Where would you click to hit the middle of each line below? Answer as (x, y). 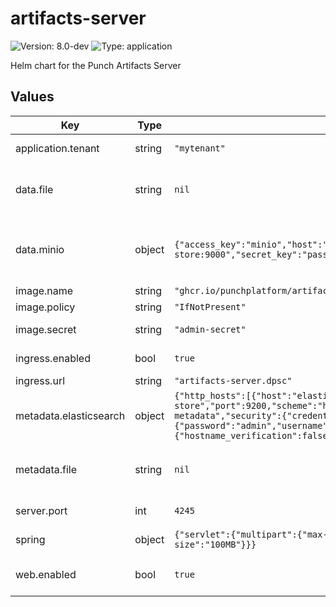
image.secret (46, 329)
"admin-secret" (210, 329)
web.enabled (46, 574)
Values (32, 97)
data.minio (40, 249)
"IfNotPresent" (210, 306)
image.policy (45, 307)
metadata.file (46, 469)
